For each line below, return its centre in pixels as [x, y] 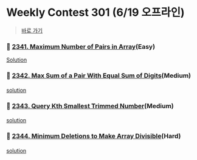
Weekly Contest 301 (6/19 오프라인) [95, 12]
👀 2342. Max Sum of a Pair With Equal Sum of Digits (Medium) [99, 75]
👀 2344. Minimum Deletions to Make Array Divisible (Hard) [94, 136]
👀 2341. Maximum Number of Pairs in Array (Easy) [81, 46]
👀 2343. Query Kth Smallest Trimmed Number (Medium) [90, 106]
